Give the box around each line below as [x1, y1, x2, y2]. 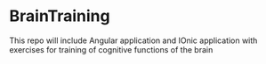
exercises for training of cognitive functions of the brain [9, 44, 214, 54]
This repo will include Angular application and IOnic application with [9, 35, 258, 46]
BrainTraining [9, 6, 110, 26]
